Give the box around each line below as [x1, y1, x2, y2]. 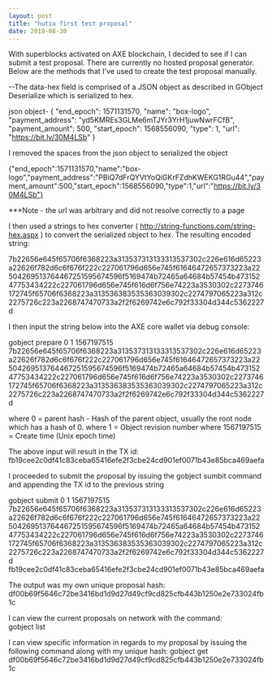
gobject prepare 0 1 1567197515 [8, 338, 114, 348]
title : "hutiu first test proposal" [8, 19, 132, 28]
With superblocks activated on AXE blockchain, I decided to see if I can [8, 50, 248, 59]
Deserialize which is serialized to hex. [8, 91, 134, 101]
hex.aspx [8, 230, 39, 240]
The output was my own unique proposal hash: [8, 580, 166, 590]
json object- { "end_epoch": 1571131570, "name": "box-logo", [8, 106, 211, 116]
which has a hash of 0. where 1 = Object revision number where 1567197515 [8, 422, 261, 432]
